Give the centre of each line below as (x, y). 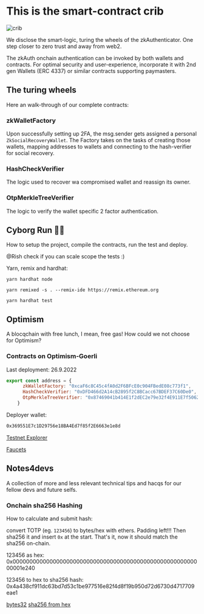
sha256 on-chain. (28, 543)
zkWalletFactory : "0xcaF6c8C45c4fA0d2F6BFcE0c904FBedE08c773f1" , (107, 386)
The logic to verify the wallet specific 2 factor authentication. (83, 211)
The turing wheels (42, 90)
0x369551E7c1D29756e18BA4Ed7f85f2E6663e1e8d (63, 426)
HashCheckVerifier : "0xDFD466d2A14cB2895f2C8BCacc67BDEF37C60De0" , (110, 392)
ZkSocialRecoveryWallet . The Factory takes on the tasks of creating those (98, 140)
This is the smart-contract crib (85, 11)
